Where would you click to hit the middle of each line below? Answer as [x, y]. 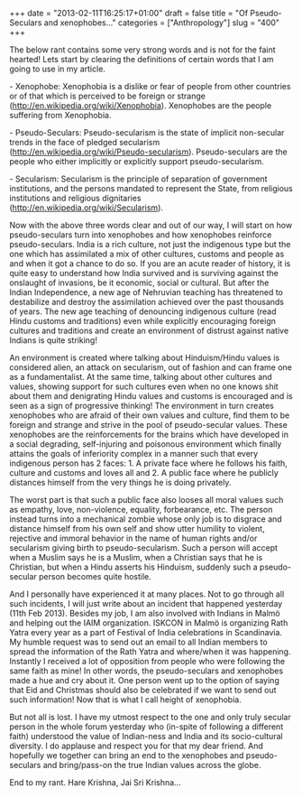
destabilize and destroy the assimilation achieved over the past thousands [147, 302]
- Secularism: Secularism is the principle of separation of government [138, 179]
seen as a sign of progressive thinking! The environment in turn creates [142, 406]
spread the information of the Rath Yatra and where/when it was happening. [150, 652]
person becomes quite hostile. [95, 576]
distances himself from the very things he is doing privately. [120, 482]
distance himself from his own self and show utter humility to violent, [137, 528]
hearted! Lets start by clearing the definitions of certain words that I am [142, 59]
